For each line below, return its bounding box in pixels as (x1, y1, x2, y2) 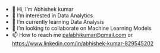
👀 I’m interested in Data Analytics (11, 12, 93, 19)
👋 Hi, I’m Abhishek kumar (11, 6, 74, 13)
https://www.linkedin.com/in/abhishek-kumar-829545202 (11, 40, 154, 47)
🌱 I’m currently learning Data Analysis (11, 18, 104, 25)
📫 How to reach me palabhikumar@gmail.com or (11, 32, 133, 38)
